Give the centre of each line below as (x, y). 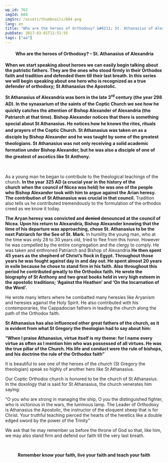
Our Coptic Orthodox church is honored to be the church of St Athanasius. (82, 379)
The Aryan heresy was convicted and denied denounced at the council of (83, 218)
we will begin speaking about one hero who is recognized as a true (76, 81)
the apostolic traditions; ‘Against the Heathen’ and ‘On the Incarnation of (82, 282)
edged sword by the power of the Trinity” (47, 420)
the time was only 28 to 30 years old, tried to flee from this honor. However (82, 239)
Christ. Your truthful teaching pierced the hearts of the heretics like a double (84, 415)
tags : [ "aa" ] (19, 38)
